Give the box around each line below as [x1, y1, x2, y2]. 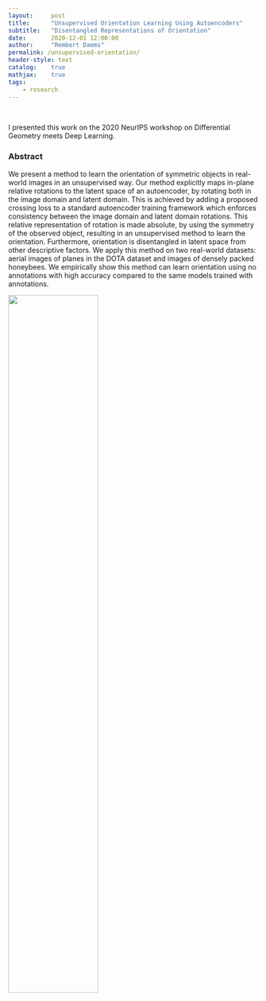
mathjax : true [8, 71, 66, 79]
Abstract [8, 151, 44, 162]
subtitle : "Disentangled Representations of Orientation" [8, 26, 212, 34]
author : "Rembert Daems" [8, 41, 105, 49]
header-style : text [8, 56, 73, 64]
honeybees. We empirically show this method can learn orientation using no [8, 262, 256, 271]
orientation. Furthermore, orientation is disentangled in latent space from [8, 236, 246, 246]
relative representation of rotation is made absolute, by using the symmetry [8, 219, 254, 229]
